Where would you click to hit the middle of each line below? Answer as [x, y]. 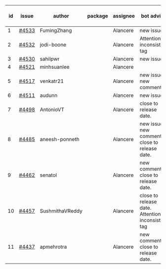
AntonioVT [52, 110]
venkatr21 [52, 81]
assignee [124, 16]
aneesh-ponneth [60, 139]
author [61, 16]
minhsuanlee [55, 67]
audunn [49, 95]
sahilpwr [50, 59]
